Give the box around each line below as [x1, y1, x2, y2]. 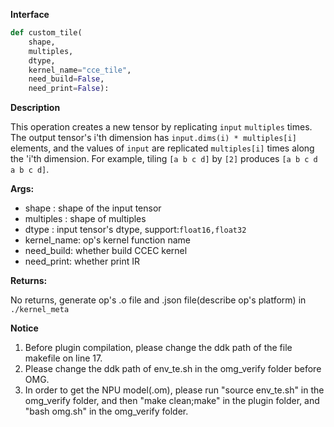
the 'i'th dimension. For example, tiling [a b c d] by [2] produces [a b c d [10, 153, 318, 165]
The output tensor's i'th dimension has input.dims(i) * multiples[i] [10, 132, 297, 144]
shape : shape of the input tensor [24, 202, 162, 214]
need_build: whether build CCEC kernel [24, 245, 188, 257]
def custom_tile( [10, 28, 83, 38]
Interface [10, 9, 50, 20]
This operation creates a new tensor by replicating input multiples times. [10, 121, 313, 133]
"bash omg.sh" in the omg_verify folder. [24, 405, 189, 418]
